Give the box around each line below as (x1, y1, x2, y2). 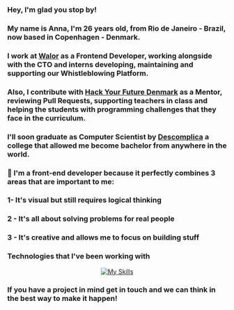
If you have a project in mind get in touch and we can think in (7, 284, 216, 294)
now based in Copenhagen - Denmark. (7, 32, 141, 42)
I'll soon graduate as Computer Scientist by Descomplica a (7, 132, 210, 141)
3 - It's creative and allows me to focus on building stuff (7, 233, 200, 242)
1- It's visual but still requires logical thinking (7, 195, 162, 205)
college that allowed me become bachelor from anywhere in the (7, 141, 227, 150)
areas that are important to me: (7, 176, 115, 186)
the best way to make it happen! (7, 293, 118, 303)
